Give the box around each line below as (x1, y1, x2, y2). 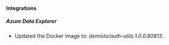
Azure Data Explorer (6, 18, 57, 25)
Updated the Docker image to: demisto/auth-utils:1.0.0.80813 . (14, 32, 164, 39)
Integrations (6, 5, 37, 12)
